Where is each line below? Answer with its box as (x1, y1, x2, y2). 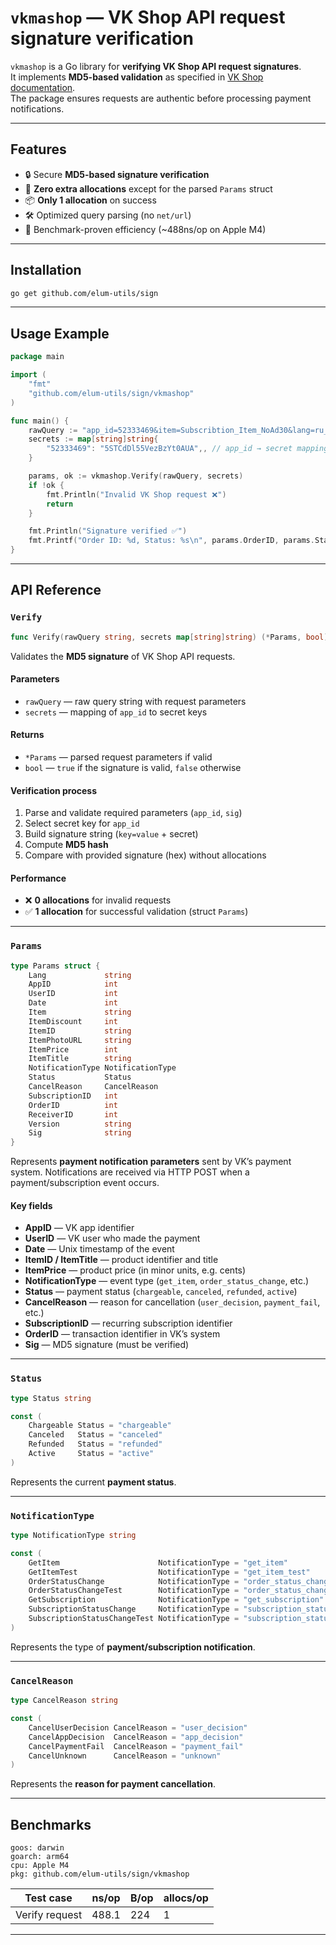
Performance (10, 872, 67, 884)
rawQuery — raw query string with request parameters (24, 695, 247, 707)
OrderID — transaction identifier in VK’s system (24, 1328, 221, 1340)
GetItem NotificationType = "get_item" (28, 1557, 288, 1568)
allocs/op (163, 1891, 209, 1905)
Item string (28, 1007, 132, 1018)
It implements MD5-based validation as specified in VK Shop (10, 71, 264, 83)
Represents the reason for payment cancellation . (10, 1778, 216, 1790)
